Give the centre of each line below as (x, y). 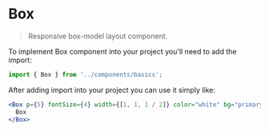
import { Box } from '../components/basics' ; (85, 74)
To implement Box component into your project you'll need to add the (122, 51)
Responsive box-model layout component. (98, 36)
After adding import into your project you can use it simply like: (112, 89)
